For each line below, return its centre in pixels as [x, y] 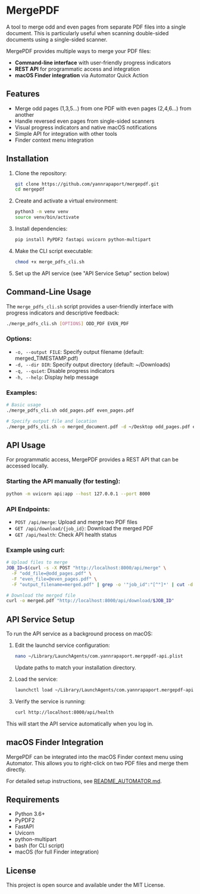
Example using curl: [35, 550]
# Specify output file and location [51, 421]
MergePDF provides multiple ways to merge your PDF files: [79, 51]
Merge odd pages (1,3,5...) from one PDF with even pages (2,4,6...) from [103, 108]
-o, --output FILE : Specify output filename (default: [79, 351]
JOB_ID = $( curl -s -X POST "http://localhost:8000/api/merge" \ [86, 568]
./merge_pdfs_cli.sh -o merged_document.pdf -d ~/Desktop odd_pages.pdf [98, 426]
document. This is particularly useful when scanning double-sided [87, 33]
